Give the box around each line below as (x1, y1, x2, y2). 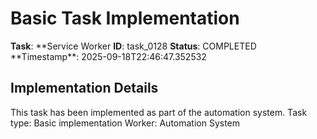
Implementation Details (10, 80, 159, 97)
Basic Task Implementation (10, 7, 240, 30)
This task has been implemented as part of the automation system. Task (10, 106, 308, 118)
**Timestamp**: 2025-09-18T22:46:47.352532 (10, 50, 207, 62)
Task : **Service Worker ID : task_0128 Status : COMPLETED (10, 40, 257, 52)
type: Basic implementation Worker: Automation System (10, 117, 241, 129)
